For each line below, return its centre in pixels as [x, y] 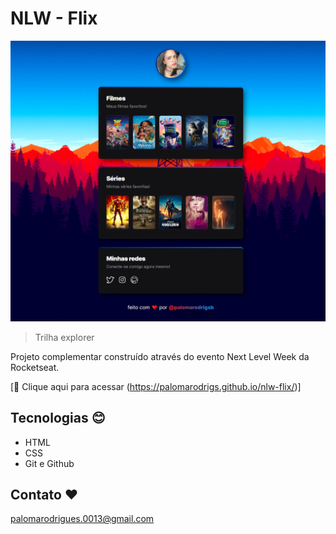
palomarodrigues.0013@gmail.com [82, 519]
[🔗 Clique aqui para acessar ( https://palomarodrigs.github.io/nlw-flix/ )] [156, 386]
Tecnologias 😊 [58, 418]
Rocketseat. [35, 367]
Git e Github [49, 463]
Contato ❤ [44, 495]
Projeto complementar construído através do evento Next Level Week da [160, 356]
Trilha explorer [64, 337]
